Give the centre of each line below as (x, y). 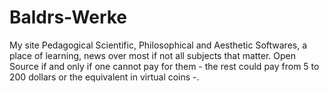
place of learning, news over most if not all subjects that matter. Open (153, 55)
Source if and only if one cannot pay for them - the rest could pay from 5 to (164, 66)
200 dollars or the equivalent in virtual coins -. (104, 77)
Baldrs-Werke (68, 17)
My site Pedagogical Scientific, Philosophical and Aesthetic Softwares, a (158, 45)
